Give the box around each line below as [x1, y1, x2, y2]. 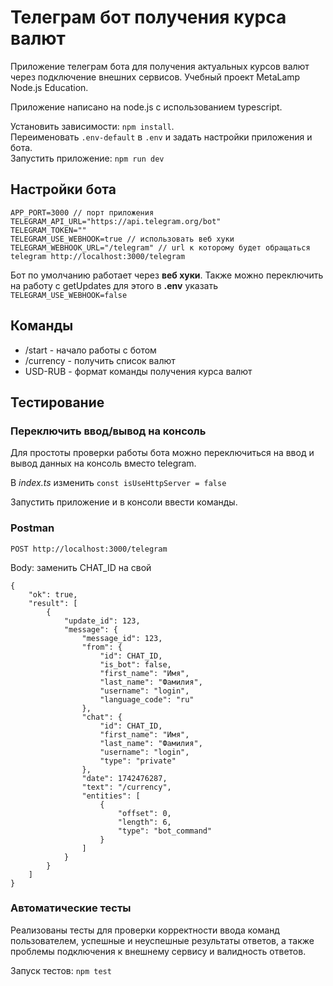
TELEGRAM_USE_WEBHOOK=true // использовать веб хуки [10, 234, 235, 244]
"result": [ [28, 598, 78, 608]
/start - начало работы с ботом [24, 344, 157, 356]
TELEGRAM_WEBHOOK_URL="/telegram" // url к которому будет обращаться [10, 242, 311, 253]
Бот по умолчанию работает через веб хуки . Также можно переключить [10, 269, 324, 281]
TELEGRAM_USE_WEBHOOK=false [10, 290, 128, 300]
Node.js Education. [10, 81, 89, 93]
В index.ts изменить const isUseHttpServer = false [10, 477, 227, 489]
